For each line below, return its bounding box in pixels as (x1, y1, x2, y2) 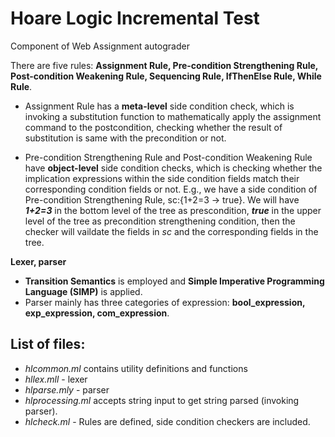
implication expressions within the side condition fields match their (24, 172, 300, 184)
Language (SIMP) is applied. (24, 285, 143, 297)
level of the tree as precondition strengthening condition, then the (24, 215, 296, 227)
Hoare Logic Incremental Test (10, 7, 260, 30)
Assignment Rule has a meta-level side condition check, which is (24, 100, 295, 112)
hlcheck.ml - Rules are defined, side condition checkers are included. (24, 415, 311, 427)
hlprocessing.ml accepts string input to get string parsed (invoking (24, 394, 300, 406)
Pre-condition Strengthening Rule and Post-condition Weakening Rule (24, 151, 313, 163)
